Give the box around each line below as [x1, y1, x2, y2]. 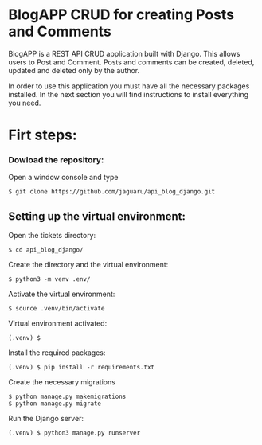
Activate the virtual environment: [8, 289, 115, 299]
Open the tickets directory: [8, 231, 96, 240]
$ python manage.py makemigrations [8, 392, 127, 401]
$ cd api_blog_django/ [8, 246, 84, 254]
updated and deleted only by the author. [8, 65, 140, 75]
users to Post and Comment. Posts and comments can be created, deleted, [8, 57, 255, 67]
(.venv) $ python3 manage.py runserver [8, 429, 141, 437]
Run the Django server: [8, 414, 84, 424]
